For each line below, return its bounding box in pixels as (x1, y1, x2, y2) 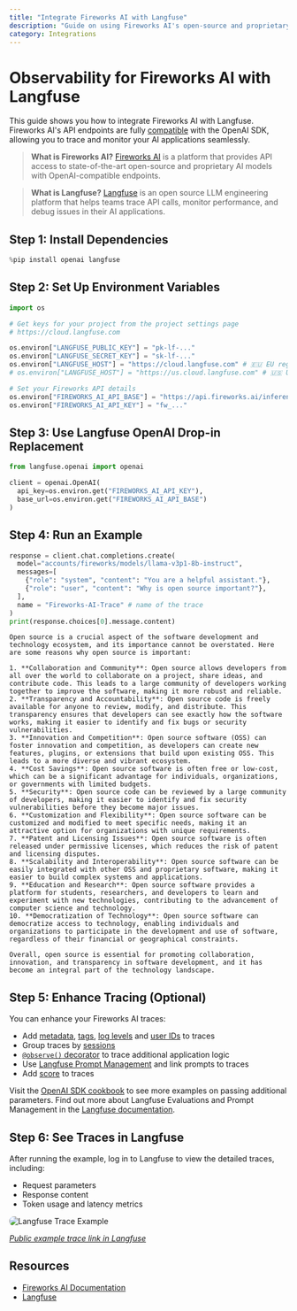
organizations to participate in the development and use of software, (9, 927, 278, 937)
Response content (21, 1190, 89, 1200)
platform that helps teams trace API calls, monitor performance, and (30, 197, 278, 208)
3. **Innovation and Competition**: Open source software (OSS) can (9, 734, 267, 743)
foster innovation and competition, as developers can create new (9, 741, 259, 751)
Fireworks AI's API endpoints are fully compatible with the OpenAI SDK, (9, 125, 270, 135)
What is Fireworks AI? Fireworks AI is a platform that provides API (30, 151, 272, 162)
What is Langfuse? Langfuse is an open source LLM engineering (30, 188, 269, 198)
